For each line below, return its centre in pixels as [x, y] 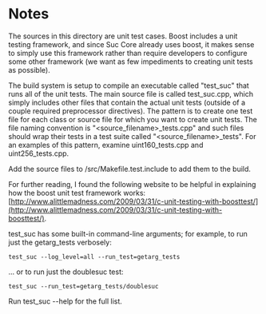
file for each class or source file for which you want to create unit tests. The [133, 119]
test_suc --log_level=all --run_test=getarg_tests [94, 256]
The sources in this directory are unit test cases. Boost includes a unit [123, 36]
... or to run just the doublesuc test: [66, 272]
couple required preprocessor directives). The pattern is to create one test [131, 111]
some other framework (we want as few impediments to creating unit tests [131, 62]
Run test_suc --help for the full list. [65, 301]
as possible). [29, 70]
